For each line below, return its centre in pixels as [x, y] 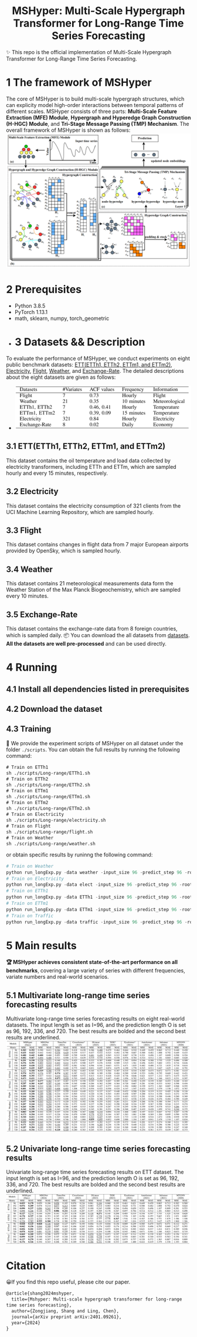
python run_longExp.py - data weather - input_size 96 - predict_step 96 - [97, 872]
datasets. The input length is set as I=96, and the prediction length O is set [96, 1025]
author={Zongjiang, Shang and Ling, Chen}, [65, 1311]
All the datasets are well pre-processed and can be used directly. [86, 644]
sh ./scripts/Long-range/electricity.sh [56, 820]
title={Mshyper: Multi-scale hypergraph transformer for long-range [97, 1299]
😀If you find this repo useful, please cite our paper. [68, 1282]
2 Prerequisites [44, 290]
